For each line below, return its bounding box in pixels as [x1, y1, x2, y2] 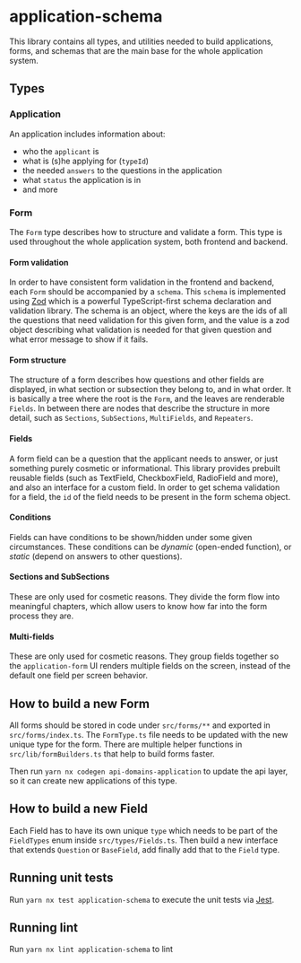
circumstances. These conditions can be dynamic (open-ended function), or [9, 541, 292, 552]
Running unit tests [9, 871, 114, 886]
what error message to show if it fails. [9, 334, 149, 345]
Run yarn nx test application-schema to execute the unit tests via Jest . [9, 894, 275, 905]
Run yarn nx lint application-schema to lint [9, 944, 173, 955]
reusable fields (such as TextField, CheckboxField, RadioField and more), [9, 472, 279, 483]
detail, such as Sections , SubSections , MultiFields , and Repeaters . [9, 413, 254, 424]
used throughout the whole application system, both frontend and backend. [9, 236, 288, 247]
